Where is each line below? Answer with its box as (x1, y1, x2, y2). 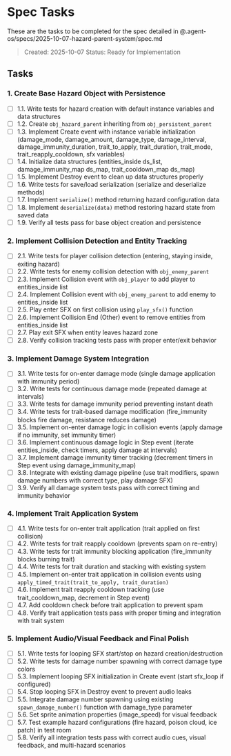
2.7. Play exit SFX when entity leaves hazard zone (17, 328, 159, 336)
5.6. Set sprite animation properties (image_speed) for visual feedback (17, 710, 217, 719)
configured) (17, 680, 51, 689)
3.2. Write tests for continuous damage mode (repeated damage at (17, 385, 208, 393)
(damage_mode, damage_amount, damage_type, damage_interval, (17, 135, 207, 143)
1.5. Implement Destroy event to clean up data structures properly (17, 172, 203, 181)
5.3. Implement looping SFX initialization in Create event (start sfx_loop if (17, 672, 224, 681)
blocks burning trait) (17, 555, 75, 564)
